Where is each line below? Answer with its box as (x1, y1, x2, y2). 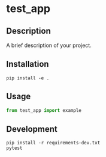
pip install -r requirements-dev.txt (6, 140, 101, 146)
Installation (6, 59, 49, 69)
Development (6, 124, 58, 134)
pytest (6, 145, 23, 152)
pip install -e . (6, 75, 50, 81)
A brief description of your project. (6, 42, 92, 49)
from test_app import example (6, 107, 82, 113)
